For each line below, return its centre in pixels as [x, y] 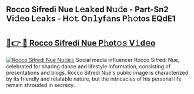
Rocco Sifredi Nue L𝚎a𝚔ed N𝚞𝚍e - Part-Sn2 [87, 10]
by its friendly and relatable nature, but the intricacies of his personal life [94, 79]
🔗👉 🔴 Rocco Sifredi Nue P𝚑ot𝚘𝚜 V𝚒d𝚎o [81, 43]
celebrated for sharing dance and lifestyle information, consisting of [88, 66]
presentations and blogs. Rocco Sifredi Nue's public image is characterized [97, 73]
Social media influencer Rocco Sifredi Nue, [128, 60]
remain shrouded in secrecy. [41, 85]
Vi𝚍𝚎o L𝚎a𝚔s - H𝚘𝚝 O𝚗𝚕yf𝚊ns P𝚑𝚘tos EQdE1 [91, 19]
